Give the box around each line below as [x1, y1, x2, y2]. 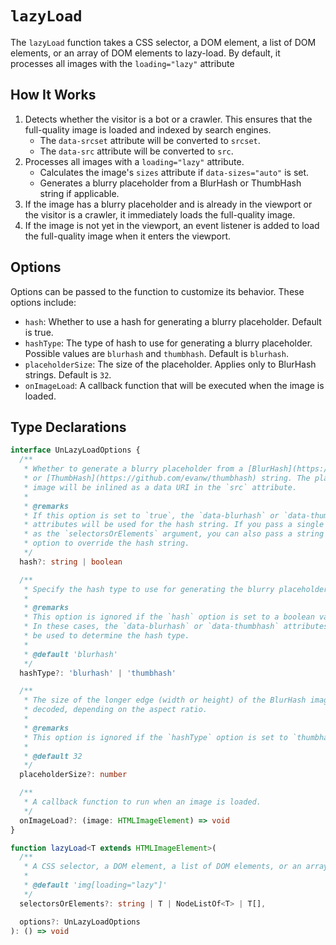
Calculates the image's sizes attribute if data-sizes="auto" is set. [39, 166, 310, 178]
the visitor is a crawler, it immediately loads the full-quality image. [24, 208, 296, 221]
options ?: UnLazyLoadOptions [19, 917, 141, 927]
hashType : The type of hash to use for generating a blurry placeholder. [24, 337, 313, 349]
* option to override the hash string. [23, 538, 190, 549]
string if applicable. [39, 187, 120, 199]
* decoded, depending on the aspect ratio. [23, 705, 208, 715]
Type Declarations [10, 418, 127, 436]
